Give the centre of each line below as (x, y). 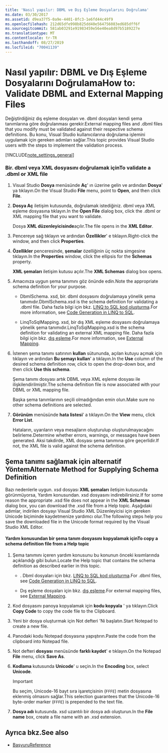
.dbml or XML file (27, 174)
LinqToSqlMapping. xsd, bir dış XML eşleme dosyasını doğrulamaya (90, 322)
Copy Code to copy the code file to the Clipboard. (64, 611)
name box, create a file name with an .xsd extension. (67, 717)
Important (23, 681)
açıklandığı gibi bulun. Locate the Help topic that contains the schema (84, 560)
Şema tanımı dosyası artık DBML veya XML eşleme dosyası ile (76, 379)
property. (22, 261)
